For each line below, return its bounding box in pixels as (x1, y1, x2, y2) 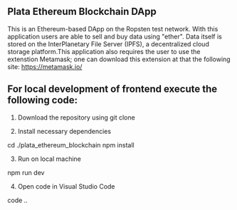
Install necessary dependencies (17, 127, 112, 135)
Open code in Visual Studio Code (17, 182, 115, 191)
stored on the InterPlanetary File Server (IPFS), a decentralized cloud (7, 39, 210, 48)
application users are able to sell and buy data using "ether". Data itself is (7, 32, 222, 41)
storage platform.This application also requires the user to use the (7, 47, 201, 56)
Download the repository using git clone (17, 113, 135, 122)
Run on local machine (17, 154, 82, 163)
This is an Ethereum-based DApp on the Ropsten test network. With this (7, 24, 218, 33)
